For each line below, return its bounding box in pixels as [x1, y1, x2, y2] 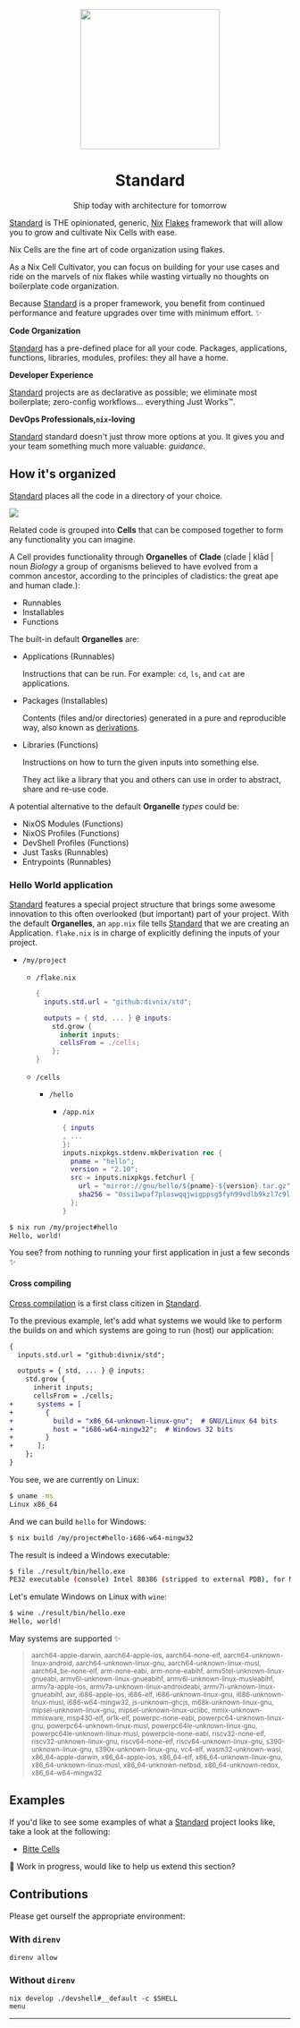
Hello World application [9, 878, 113, 891]
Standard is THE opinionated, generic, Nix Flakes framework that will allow [9, 217, 284, 227]
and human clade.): [9, 579, 80, 590]
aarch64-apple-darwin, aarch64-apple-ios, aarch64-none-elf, [30, 1651, 222, 1660]
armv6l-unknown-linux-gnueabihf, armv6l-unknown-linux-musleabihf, [59, 1674, 275, 1683]
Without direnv [9, 1973, 76, 1986]
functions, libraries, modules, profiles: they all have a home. [9, 352, 229, 363]
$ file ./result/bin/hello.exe [9, 1567, 126, 1576]
